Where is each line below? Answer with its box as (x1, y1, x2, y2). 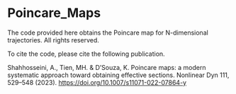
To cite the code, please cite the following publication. (7, 49, 165, 58)
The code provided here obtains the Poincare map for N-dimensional (7, 28, 209, 37)
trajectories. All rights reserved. (7, 35, 99, 44)
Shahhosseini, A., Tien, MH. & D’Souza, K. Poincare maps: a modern (7, 63, 206, 71)
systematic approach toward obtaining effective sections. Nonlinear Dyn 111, (7, 71, 230, 79)
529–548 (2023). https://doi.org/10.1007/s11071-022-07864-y (7, 78, 186, 86)
